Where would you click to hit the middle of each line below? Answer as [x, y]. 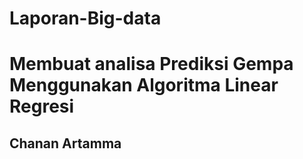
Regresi [42, 106]
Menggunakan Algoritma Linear [144, 85]
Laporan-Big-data [85, 18]
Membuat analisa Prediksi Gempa [151, 64]
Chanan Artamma [65, 143]
